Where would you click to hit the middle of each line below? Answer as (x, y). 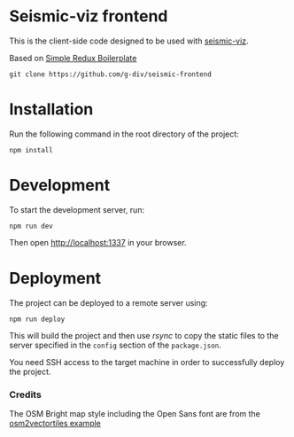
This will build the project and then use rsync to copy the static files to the (144, 335)
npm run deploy (37, 319)
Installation (51, 109)
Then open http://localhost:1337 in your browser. (98, 242)
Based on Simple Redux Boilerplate (73, 58)
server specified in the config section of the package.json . (115, 345)
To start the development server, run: (77, 209)
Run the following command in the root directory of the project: (124, 134)
